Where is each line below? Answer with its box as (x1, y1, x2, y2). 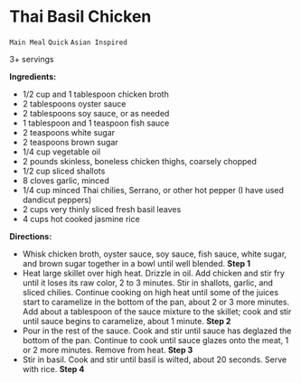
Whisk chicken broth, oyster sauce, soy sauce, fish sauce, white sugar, (22, 248, 287, 259)
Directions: (9, 230, 52, 241)
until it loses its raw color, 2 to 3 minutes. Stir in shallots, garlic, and (22, 277, 274, 288)
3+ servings (9, 53, 54, 64)
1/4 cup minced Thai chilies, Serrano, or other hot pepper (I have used (22, 184, 285, 195)
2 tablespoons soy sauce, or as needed (22, 107, 170, 118)
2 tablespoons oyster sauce (22, 98, 127, 109)
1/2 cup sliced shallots (22, 165, 106, 176)
